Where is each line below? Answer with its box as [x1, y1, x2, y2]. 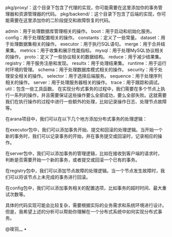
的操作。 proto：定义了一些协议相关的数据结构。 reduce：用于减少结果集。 [5, 54, 164, 60]
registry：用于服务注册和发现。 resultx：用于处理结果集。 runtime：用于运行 [5, 60, 167, 66]
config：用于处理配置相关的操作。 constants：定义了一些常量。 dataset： [5, 35, 161, 40]
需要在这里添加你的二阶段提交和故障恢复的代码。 [9, 17, 113, 23]
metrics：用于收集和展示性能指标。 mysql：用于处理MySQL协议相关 [19, 48, 164, 53]
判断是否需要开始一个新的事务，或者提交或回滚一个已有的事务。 [5, 157, 140, 163]
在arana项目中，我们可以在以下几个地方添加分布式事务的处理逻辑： [5, 116, 147, 122]
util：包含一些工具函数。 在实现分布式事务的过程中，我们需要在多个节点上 [5, 86, 161, 92]
